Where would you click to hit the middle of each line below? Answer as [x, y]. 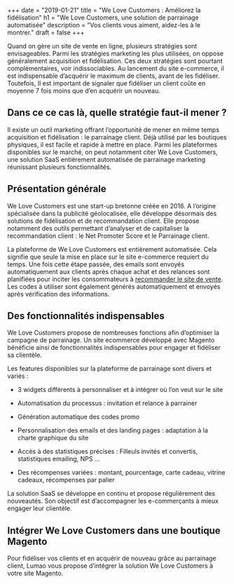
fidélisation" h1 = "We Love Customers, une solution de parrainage [103, 18]
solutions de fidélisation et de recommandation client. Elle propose [103, 221]
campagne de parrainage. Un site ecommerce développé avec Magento [111, 340]
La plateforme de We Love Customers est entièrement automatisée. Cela [112, 249]
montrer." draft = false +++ [46, 32]
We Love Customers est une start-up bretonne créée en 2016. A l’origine [112, 205]
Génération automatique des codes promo [78, 417]
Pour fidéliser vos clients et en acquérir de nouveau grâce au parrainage [112, 558]
